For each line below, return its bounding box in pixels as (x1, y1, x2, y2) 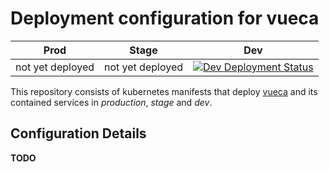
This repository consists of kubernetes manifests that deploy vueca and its (10, 85, 318, 97)
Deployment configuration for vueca (10, 7, 320, 30)
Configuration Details (10, 125, 147, 142)
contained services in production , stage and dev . (10, 96, 213, 108)
